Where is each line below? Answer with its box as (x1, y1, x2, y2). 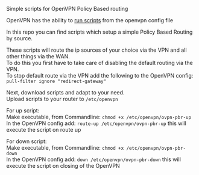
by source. (6, 35, 33, 41)
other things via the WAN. (6, 53, 71, 60)
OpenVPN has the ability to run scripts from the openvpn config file (6, 17, 174, 23)
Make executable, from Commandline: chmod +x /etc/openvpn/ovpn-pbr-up (6, 114, 192, 120)
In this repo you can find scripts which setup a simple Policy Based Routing (6, 28, 193, 35)
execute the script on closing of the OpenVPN (6, 162, 120, 169)
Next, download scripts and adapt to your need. (6, 89, 125, 96)
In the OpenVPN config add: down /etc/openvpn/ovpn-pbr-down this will (6, 156, 181, 163)
